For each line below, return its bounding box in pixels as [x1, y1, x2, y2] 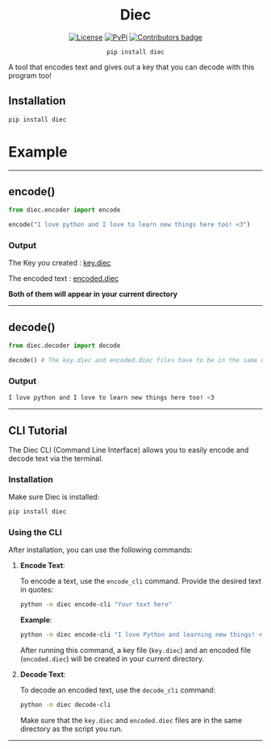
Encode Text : [19, 561, 66, 571]
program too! [8, 70, 52, 80]
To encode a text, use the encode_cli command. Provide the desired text [19, 576, 261, 586]
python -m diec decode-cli [19, 701, 111, 709]
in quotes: [19, 585, 54, 595]
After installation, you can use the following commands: [8, 545, 193, 554]
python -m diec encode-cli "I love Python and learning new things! [19, 631, 256, 639]
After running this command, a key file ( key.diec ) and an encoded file [19, 646, 252, 655]
